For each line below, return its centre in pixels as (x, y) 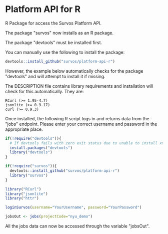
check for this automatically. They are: (44, 91)
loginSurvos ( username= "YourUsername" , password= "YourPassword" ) (73, 207)
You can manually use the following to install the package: (65, 52)
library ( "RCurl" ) (23, 189)
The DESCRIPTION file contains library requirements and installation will (79, 86)
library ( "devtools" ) (31, 152)
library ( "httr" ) (22, 198)
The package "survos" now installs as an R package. (59, 33)
